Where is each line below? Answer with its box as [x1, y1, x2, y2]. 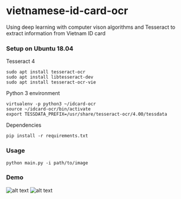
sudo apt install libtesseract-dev [6, 75, 94, 80]
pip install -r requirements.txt [6, 133, 88, 139]
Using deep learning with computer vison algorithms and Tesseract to [6, 23, 176, 31]
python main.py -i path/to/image [6, 160, 88, 166]
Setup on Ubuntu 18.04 [6, 44, 74, 52]
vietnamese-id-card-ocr [6, 4, 129, 18]
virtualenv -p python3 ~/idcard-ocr [6, 101, 96, 107]
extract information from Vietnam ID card [6, 29, 106, 36]
